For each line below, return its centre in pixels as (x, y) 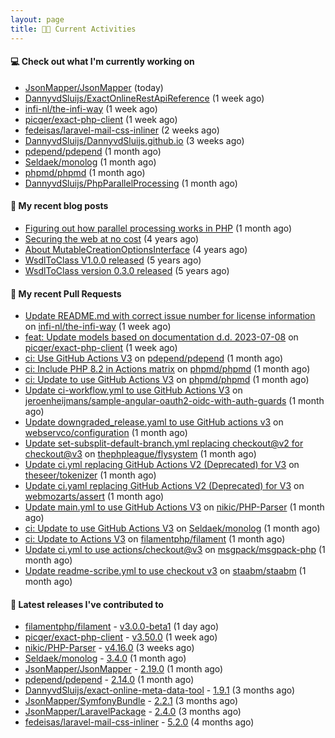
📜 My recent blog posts (59, 206)
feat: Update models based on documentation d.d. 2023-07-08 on (161, 337)
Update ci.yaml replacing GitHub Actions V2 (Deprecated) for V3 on (164, 486)
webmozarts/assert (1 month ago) (94, 497)
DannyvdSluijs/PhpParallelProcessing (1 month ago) (131, 183)
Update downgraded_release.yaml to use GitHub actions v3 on (154, 422)
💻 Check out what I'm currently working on (102, 62)
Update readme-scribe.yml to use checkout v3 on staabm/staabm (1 (165, 571)
